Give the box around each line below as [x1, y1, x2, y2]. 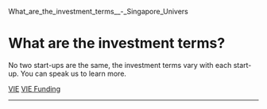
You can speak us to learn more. [20, 69, 127, 78]
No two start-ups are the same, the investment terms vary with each [8, 60, 232, 70]
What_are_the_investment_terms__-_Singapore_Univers [8, 7, 188, 16]
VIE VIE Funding [8, 84, 61, 93]
